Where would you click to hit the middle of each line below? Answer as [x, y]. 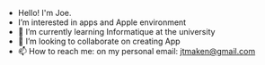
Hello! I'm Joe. [44, 13]
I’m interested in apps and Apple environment [102, 22]
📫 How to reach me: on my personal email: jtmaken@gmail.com [137, 51]
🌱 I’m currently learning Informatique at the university [116, 32]
